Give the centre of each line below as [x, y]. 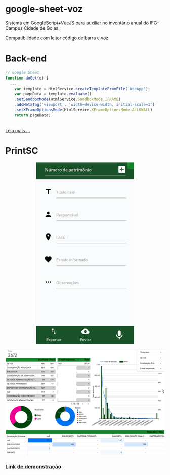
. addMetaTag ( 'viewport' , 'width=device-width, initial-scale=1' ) [85, 105]
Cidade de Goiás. [41, 28]
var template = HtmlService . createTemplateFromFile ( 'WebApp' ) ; [82, 89]
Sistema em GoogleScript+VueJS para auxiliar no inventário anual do [77, 23]
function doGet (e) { [27, 78]
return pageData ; [33, 115]
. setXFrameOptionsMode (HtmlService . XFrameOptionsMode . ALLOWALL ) [83, 110]
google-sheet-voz [44, 9]
